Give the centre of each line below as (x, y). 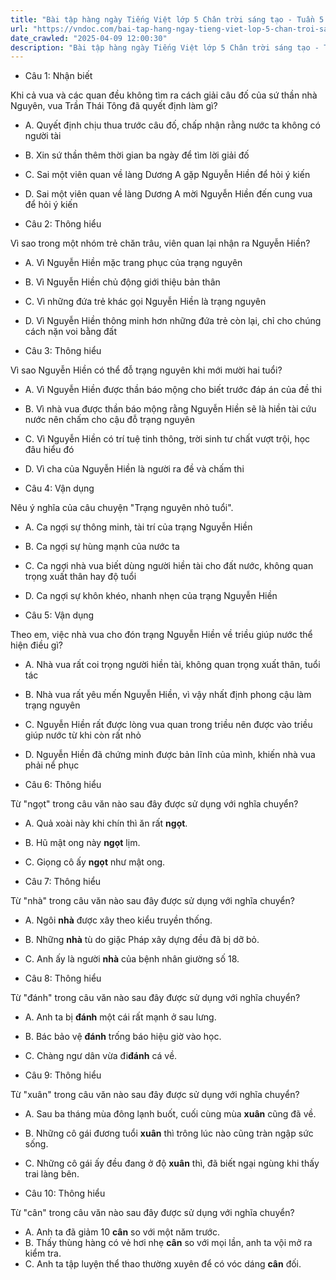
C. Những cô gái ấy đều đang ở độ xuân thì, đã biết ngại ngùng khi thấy (172, 1163)
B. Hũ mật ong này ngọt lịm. (82, 843)
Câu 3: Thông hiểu (63, 351)
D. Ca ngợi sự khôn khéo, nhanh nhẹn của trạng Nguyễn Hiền (151, 596)
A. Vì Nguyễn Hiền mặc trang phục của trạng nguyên (133, 263)
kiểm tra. (43, 1253)
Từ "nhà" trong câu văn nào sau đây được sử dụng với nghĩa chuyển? (152, 901)
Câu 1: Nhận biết (58, 76)
